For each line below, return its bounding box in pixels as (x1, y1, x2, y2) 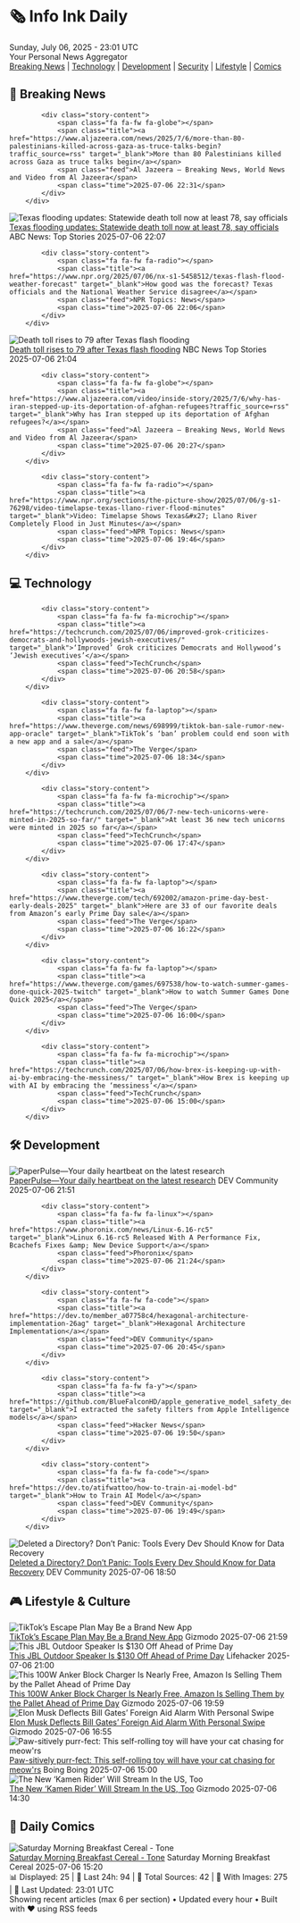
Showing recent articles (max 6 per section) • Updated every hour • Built (9, 1894, 279, 1904)
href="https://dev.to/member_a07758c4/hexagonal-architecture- (9, 1312, 250, 1321)
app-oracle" (9, 729, 54, 738)
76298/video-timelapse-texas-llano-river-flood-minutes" (9, 503, 226, 513)
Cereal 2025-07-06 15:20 (9, 1861, 104, 1872)
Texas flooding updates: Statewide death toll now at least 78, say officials (9, 222, 279, 232)
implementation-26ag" (9, 1319, 90, 1329)
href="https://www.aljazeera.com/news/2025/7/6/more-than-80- (9, 134, 246, 143)
